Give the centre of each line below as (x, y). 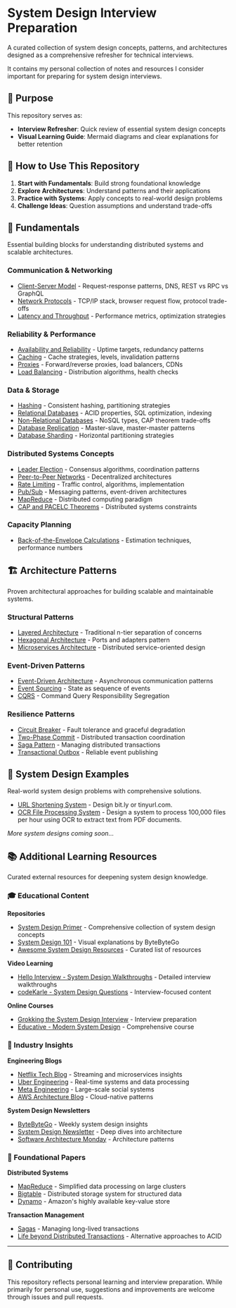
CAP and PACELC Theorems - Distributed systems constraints (107, 506)
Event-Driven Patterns (46, 666)
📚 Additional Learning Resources (82, 856)
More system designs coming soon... (61, 833)
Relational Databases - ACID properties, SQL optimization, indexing (114, 413)
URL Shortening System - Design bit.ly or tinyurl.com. (95, 805)
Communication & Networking (60, 271)
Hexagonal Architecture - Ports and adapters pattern (94, 640)
